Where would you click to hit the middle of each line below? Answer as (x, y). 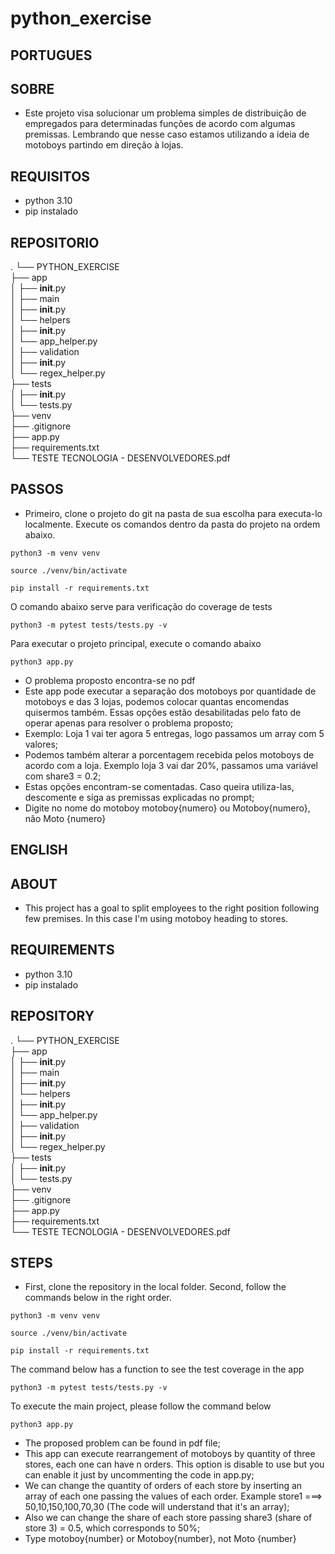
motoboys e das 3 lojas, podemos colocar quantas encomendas (157, 701)
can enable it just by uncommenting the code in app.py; (139, 1475)
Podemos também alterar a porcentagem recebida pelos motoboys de (169, 754)
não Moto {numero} (65, 818)
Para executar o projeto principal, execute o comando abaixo (136, 643)
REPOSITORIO (55, 242)
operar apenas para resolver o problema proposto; (129, 723)
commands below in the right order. (98, 1298)
